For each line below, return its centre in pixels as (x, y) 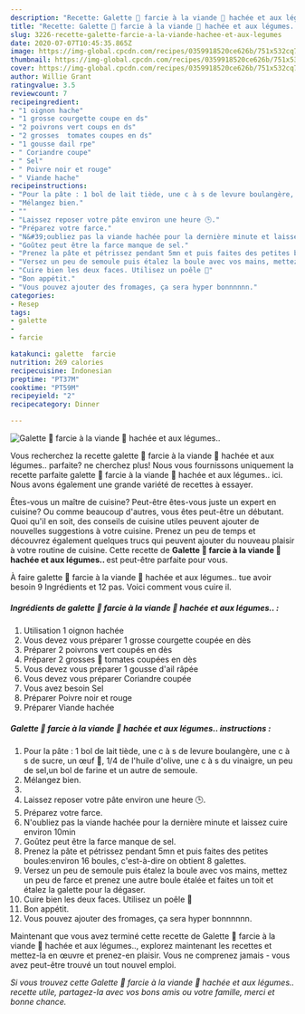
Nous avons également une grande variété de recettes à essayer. (132, 484)
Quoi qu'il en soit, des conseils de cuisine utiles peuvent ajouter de (135, 521)
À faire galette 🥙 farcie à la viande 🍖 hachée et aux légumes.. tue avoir (141, 577)
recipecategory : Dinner (55, 405)
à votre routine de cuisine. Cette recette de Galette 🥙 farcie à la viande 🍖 (146, 550)
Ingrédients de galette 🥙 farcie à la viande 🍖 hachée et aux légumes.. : (145, 607)
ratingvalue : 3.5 (43, 85)
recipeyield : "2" (43, 396)
